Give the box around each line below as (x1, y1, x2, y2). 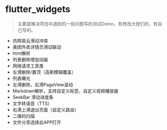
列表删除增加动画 (12, 56, 48, 62)
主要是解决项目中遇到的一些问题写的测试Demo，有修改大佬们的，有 (17, 21, 158, 27)
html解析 (12, 50, 31, 56)
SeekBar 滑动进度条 (12, 94, 54, 100)
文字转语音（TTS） (12, 100, 52, 106)
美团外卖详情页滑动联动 (12, 44, 61, 50)
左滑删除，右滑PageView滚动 (12, 81, 73, 87)
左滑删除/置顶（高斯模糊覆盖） (12, 69, 76, 75)
